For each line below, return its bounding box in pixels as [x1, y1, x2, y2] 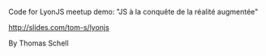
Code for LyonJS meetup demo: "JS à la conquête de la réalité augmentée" [8, 7, 259, 16]
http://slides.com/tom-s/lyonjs [8, 23, 109, 32]
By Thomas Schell [8, 38, 69, 48]
